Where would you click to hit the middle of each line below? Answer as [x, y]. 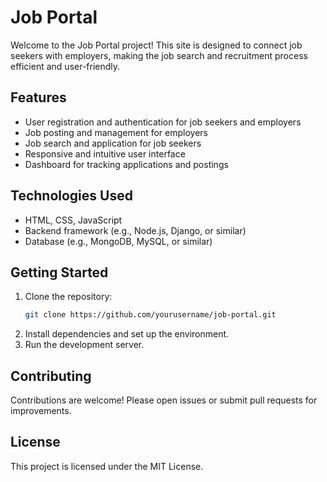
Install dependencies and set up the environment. [127, 334]
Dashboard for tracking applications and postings [126, 164]
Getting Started [59, 272]
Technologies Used [71, 196]
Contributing [51, 376]
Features [38, 97]
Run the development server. [84, 345]
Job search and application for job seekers [113, 143]
